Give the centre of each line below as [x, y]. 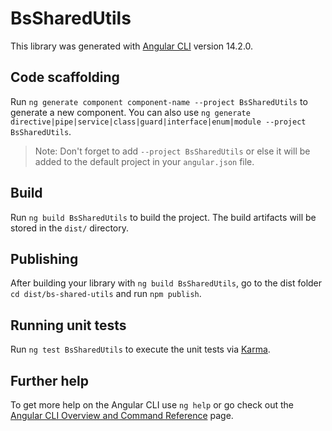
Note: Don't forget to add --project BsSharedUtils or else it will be [172, 151]
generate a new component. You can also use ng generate [130, 112]
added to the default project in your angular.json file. [144, 161]
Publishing [44, 258]
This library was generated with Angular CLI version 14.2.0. [132, 46]
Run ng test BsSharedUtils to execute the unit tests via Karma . [140, 349]
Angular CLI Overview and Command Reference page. [122, 415]
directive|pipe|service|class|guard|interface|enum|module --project [158, 122]
